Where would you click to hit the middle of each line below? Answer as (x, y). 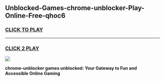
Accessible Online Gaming (33, 73)
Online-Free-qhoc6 (35, 16)
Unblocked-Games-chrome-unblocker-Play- (75, 8)
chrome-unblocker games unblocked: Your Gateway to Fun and (71, 68)
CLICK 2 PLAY (22, 48)
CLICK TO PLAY (24, 30)
